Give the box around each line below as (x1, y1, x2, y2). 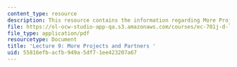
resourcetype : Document (7, 36, 78, 43)
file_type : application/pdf (7, 29, 90, 37)
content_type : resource (7, 10, 78, 17)
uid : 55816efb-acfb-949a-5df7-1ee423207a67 (7, 50, 138, 57)
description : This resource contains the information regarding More (7, 17, 217, 24)
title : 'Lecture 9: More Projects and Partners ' (7, 43, 157, 50)
